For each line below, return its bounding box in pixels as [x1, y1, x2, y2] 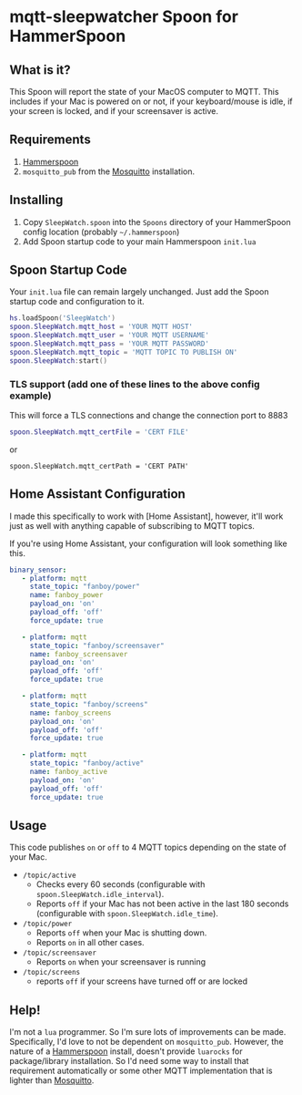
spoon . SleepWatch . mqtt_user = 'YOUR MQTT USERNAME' [9, 331, 209, 340]
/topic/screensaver [22, 948, 97, 958]
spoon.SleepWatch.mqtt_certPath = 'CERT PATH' [9, 461, 189, 470]
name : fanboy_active [29, 768, 107, 777]
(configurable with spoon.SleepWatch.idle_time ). [35, 908, 218, 919]
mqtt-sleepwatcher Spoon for [9, 6, 239, 27]
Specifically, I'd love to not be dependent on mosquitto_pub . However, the [9, 1037, 284, 1048]
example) [9, 389, 52, 402]
